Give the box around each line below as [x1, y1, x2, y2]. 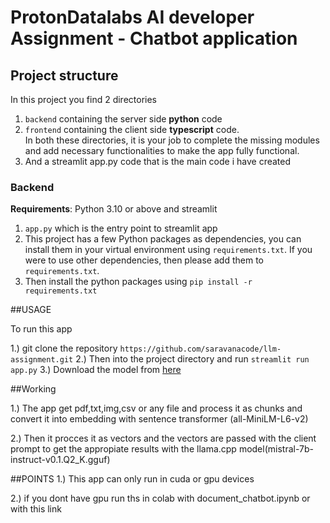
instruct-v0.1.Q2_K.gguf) [10, 454, 111, 466]
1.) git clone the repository [10, 342, 118, 355]
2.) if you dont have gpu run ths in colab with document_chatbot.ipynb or [10, 492, 311, 505]
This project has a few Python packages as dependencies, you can [24, 233, 302, 245]
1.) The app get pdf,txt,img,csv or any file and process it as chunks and [10, 402, 303, 415]
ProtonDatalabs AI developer [10, 6, 255, 29]
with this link [10, 503, 62, 515]
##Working [10, 383, 57, 395]
